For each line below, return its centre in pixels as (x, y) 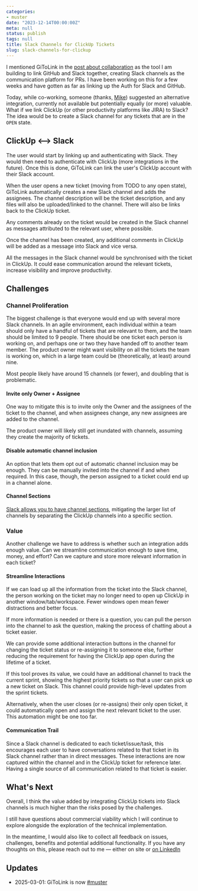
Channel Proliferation (38, 305)
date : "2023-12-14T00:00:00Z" (43, 22)
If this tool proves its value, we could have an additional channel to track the (98, 674)
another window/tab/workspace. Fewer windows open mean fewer (88, 602)
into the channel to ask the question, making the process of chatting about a (99, 626)
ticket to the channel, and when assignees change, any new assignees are (97, 413)
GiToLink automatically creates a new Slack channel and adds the (86, 192)
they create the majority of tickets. (48, 437)
